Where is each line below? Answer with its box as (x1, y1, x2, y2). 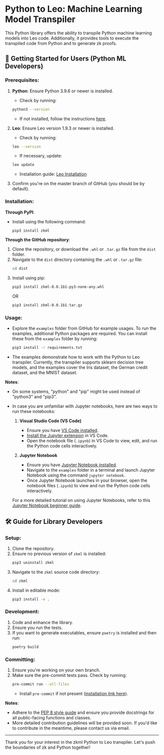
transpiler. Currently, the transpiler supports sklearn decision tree (12, 359, 144, 365)
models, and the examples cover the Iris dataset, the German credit (12, 365, 148, 370)
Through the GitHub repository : (5, 237, 70, 243)
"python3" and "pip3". (12, 394, 57, 400)
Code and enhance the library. (12, 619, 73, 625)
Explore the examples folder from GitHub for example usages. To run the (12, 325, 157, 331)
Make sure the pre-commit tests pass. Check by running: (12, 672, 127, 678)
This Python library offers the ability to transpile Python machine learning (5, 30, 152, 36)
